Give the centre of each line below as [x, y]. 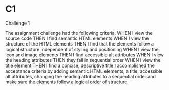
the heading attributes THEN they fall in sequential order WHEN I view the [83, 60]
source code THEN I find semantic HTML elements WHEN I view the [77, 38]
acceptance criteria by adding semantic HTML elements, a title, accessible [84, 71]
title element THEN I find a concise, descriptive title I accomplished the [80, 65]
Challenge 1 [17, 23]
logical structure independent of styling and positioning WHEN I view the [82, 49]
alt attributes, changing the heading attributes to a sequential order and [81, 76]
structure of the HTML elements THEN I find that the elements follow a [80, 43]
